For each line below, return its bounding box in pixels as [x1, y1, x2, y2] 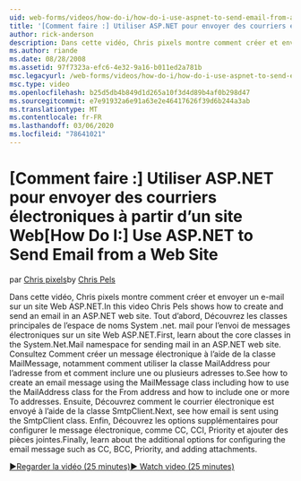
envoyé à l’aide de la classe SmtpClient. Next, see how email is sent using [9, 405, 279, 417]
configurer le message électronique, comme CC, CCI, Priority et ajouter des [9, 425, 288, 435]
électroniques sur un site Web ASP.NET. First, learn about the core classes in [9, 329, 291, 340]
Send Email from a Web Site [9, 245, 219, 265]
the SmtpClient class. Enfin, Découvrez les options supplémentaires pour [9, 415, 279, 425]
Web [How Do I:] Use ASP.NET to [9, 226, 254, 246]
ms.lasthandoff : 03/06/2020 [9, 122, 115, 131]
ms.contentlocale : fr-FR [9, 113, 102, 122]
